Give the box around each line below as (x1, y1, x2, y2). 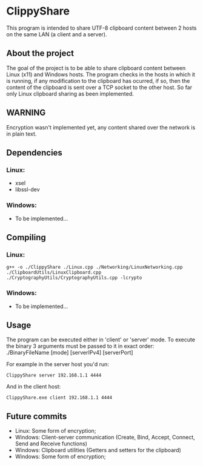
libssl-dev (15, 186, 41, 193)
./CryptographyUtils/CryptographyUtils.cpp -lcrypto (6, 275, 142, 281)
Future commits (6, 411, 67, 421)
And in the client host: (6, 383, 61, 390)
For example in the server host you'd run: (6, 361, 109, 368)
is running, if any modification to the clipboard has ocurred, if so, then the (6, 77, 190, 84)
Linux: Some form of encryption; (15, 427, 96, 435)
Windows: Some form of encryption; (15, 453, 106, 461)
